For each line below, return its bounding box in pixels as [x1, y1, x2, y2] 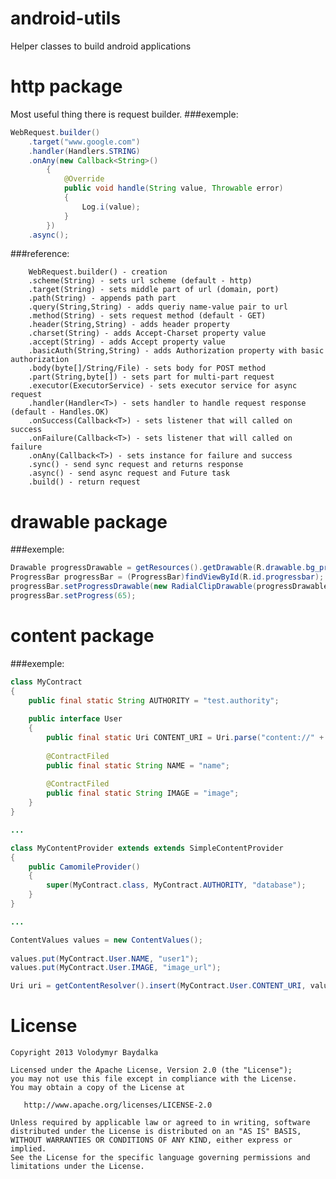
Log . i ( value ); [81, 202, 141, 212]
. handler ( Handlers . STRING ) [28, 146, 141, 156]
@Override [63, 174, 105, 184]
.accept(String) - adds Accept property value [28, 337, 226, 347]
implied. [10, 1144, 47, 1154]
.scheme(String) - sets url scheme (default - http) [28, 276, 253, 286]
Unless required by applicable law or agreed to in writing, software [10, 1118, 311, 1128]
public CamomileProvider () [28, 862, 141, 872]
